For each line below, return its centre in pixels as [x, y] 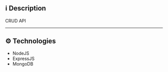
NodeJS [21, 53]
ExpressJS [23, 58]
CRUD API [16, 20]
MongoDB [23, 63]
